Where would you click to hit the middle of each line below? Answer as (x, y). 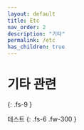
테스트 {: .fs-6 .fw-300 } (42, 119)
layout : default (31, 14)
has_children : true (36, 47)
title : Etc (23, 21)
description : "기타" (36, 34)
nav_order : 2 (27, 27)
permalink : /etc (31, 40)
